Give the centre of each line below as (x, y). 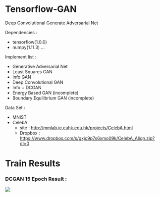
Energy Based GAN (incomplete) (45, 93)
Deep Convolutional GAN (38, 82)
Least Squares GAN (32, 72)
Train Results (33, 164)
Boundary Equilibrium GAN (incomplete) (53, 98)
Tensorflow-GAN (41, 9)
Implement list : (21, 57)
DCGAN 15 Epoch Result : (36, 179)
